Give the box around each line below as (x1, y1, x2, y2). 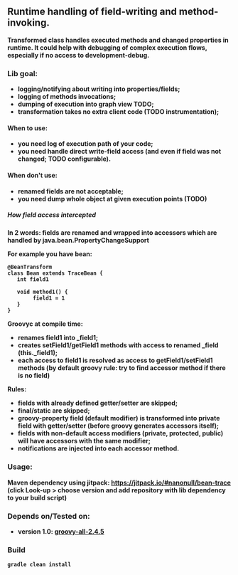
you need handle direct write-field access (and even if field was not (17, 147, 222, 156)
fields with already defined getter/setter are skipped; (17, 399, 178, 408)
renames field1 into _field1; (17, 334, 98, 342)
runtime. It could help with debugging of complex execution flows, (7, 43, 207, 52)
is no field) (17, 371, 50, 380)
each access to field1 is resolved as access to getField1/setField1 (17, 356, 213, 365)
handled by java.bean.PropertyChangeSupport (7, 236, 149, 245)
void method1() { (16, 288, 69, 296)
